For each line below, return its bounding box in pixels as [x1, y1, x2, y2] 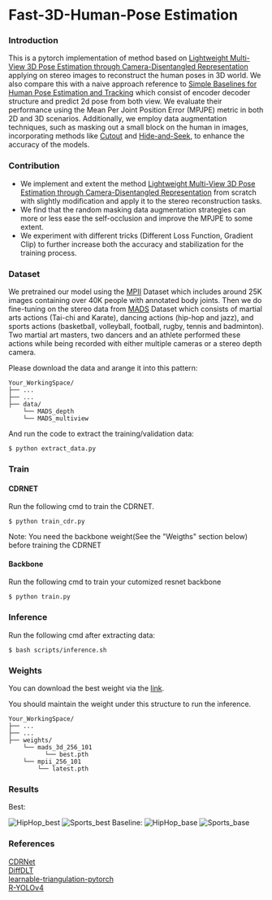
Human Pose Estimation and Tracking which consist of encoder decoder [8, 88, 251, 98]
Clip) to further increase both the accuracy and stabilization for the [19, 239, 244, 249]
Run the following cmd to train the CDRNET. [8, 502, 154, 511]
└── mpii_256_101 [23, 757, 82, 766]
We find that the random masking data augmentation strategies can [19, 204, 246, 214]
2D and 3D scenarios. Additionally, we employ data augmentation [8, 114, 227, 124]
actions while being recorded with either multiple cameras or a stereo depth [8, 339, 262, 349]
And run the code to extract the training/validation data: [8, 429, 195, 439]
